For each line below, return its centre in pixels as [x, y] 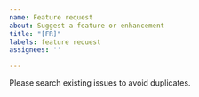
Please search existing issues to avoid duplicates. [100, 83]
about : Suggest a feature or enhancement [87, 26]
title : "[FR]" [36, 34]
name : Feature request [51, 17]
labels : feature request [55, 42]
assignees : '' [36, 50]
